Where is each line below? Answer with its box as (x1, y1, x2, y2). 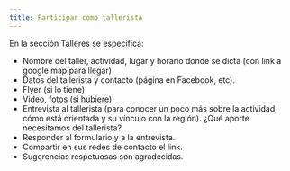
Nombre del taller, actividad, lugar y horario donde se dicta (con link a (22, 55, 282, 66)
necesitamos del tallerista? (22, 122, 122, 133)
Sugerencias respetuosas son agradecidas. (22, 150, 184, 162)
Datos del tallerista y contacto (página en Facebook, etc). (22, 74, 236, 85)
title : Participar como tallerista (9, 13, 143, 22)
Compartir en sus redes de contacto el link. (22, 141, 183, 152)
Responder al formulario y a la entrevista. (22, 131, 176, 142)
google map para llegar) (22, 65, 113, 76)
